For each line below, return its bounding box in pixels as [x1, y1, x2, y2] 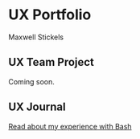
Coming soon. [8, 76, 55, 86]
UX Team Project [8, 55, 95, 69]
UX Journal [8, 100, 66, 114]
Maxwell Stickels [8, 32, 64, 42]
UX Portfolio [8, 6, 92, 24]
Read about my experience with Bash [8, 121, 132, 131]
